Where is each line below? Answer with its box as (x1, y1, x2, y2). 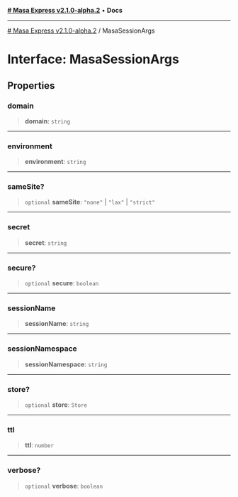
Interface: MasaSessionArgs (7, 51, 179, 67)
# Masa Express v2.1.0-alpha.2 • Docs (7, 6, 123, 14)
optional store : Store (24, 400, 87, 409)
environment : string (24, 158, 86, 166)
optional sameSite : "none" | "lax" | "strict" (24, 198, 156, 207)
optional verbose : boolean (24, 481, 103, 490)
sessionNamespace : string (24, 360, 108, 368)
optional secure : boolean (24, 279, 99, 288)
